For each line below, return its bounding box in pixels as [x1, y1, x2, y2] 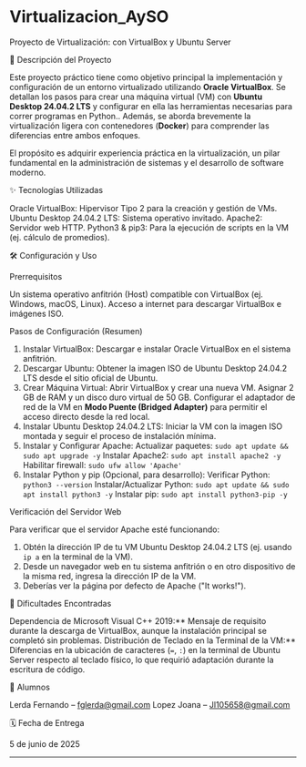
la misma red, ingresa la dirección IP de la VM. [22, 570, 197, 581]
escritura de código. [9, 663, 86, 675]
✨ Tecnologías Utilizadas [9, 184, 103, 195]
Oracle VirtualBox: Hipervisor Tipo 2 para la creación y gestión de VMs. [9, 202, 278, 213]
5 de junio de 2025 [9, 738, 80, 749]
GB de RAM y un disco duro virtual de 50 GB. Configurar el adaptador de [22, 392, 296, 403]
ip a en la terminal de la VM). [22, 551, 134, 562]
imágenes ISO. [9, 308, 64, 319]
